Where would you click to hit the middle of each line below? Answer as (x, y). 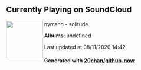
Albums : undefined (68, 36)
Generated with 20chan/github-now (89, 61)
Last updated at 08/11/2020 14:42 (85, 47)
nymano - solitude (66, 24)
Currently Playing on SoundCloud (69, 10)
